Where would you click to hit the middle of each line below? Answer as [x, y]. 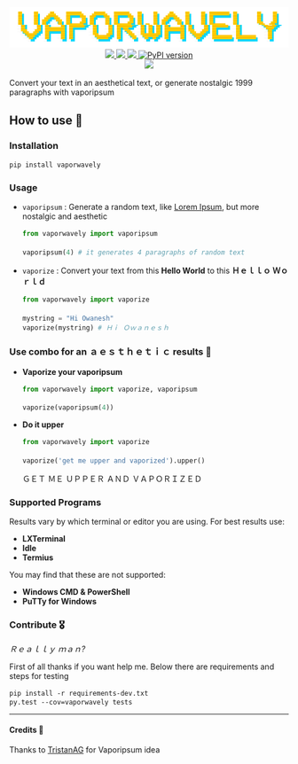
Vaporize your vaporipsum [72, 371]
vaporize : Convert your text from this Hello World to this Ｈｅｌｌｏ [146, 270]
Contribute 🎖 [37, 625]
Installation [34, 145]
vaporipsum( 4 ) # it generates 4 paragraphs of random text [133, 253]
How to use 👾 [46, 120]
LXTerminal [44, 539]
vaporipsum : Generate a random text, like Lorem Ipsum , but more [141, 207]
